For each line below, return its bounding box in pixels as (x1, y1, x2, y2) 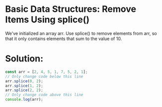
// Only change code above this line (5, 93, 83, 98)
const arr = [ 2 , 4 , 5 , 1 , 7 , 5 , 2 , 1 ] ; (5, 69, 88, 74)
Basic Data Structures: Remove (5, 3, 137, 15)
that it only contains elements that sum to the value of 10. (5, 36, 122, 42)
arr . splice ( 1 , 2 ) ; (5, 83, 43, 88)
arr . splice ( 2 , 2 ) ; (5, 88, 43, 93)
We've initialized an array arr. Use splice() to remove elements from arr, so (5, 30, 158, 36)
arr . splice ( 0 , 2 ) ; (5, 78, 43, 84)
